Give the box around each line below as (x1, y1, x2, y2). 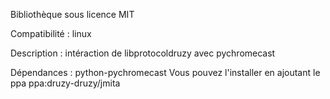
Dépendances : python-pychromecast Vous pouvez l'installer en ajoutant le (10, 67, 321, 78)
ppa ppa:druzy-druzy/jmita (10, 77, 121, 89)
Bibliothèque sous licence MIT (10, 9, 135, 20)
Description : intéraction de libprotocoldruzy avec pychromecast (10, 47, 276, 59)
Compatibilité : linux (10, 28, 92, 39)
